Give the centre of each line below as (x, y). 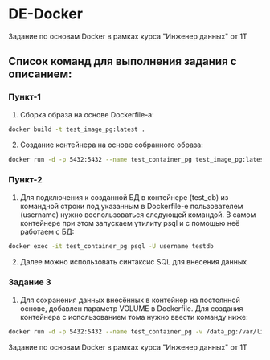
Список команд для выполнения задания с (123, 61)
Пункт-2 (25, 180)
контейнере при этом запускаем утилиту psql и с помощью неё (130, 223)
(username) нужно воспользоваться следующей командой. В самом (138, 215)
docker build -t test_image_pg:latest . (77, 129)
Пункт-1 (25, 97)
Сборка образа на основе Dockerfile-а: (87, 114)
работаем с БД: (47, 231)
